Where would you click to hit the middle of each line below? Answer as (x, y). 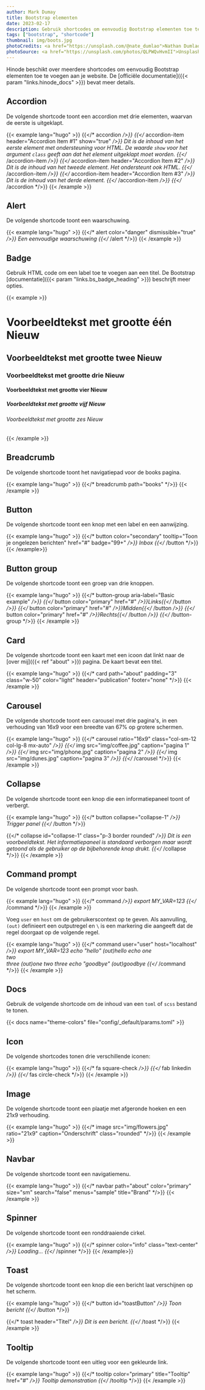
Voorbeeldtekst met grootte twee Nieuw (84, 358)
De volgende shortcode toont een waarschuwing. (69, 220)
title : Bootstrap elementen (42, 18)
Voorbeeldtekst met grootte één (89, 322)
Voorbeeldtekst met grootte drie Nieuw (66, 375)
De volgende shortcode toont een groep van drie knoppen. (80, 583)
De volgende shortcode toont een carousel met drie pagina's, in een (92, 720)
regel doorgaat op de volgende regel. (53, 932)
